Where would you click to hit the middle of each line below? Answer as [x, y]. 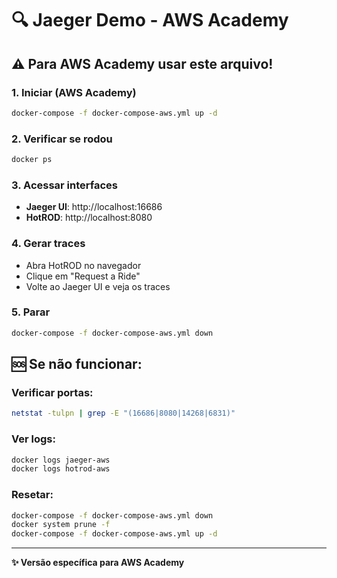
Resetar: [32, 495]
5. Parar [31, 312]
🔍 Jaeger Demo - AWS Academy [150, 20]
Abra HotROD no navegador [83, 265]
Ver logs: [33, 439]
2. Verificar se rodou [62, 139]
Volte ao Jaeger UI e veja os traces [98, 286]
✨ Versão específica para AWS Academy [98, 563]
